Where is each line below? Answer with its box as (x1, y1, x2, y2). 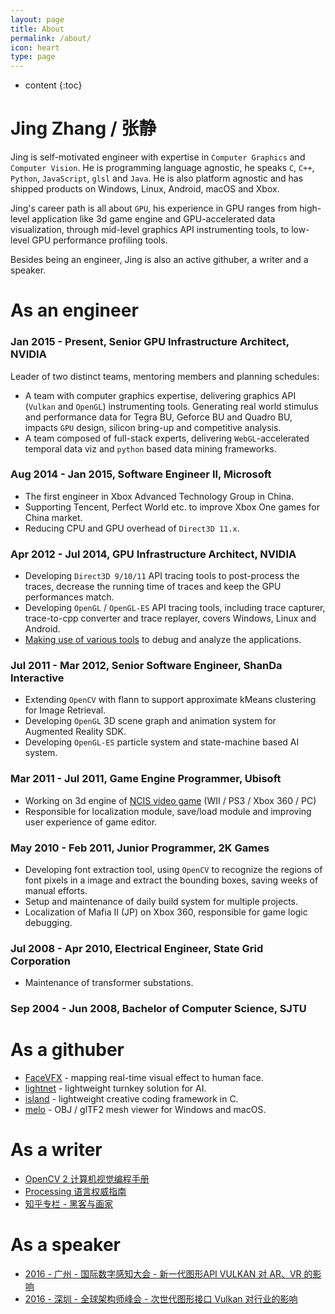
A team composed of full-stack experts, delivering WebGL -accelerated (24, 432, 310, 444)
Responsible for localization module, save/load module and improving (24, 805, 312, 817)
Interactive (10, 671, 65, 685)
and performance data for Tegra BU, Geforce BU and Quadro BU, (24, 411, 293, 423)
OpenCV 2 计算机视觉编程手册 (24, 1173, 150, 1185)
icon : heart (10, 42, 60, 53)
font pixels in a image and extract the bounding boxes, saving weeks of (24, 874, 319, 886)
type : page (10, 52, 56, 62)
